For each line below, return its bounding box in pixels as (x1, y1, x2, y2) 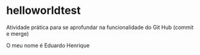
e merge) (6, 30, 29, 37)
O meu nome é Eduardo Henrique (6, 42, 90, 49)
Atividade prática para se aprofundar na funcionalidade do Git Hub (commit (6, 24, 194, 31)
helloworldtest (6, 4, 81, 18)
